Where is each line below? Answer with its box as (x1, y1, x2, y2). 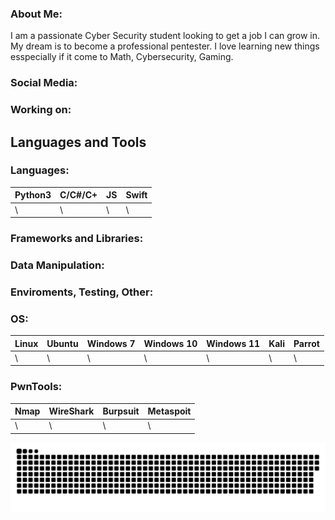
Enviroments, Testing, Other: (10, 285, 154, 299)
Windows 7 (86, 337, 136, 349)
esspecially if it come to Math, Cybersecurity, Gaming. (10, 51, 234, 63)
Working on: (10, 103, 72, 117)
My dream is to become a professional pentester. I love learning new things (10, 40, 320, 52)
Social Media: (10, 76, 78, 90)
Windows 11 (206, 337, 261, 349)
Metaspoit (147, 405, 192, 417)
